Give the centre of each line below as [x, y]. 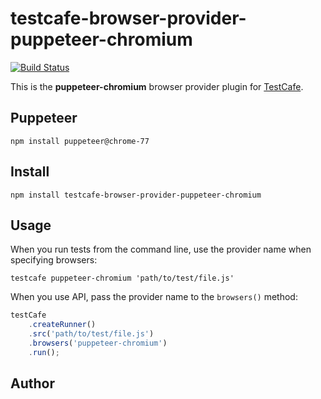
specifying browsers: [54, 260]
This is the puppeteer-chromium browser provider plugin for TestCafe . [157, 86]
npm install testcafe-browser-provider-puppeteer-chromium [136, 195]
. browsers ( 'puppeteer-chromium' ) [98, 343]
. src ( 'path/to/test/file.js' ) [91, 334]
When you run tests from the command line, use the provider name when [161, 249]
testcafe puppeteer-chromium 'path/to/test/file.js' [122, 278]
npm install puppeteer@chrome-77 [80, 141]
